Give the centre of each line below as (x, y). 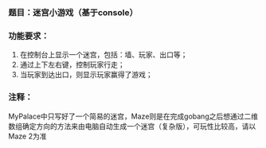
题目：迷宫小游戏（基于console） (73, 12)
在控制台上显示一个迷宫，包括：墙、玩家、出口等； (104, 55)
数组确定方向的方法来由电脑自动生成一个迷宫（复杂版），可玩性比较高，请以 (132, 126)
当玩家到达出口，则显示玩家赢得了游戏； (86, 75)
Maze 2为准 (27, 136)
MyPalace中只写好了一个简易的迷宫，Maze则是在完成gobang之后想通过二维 (133, 116)
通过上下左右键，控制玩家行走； (72, 64)
